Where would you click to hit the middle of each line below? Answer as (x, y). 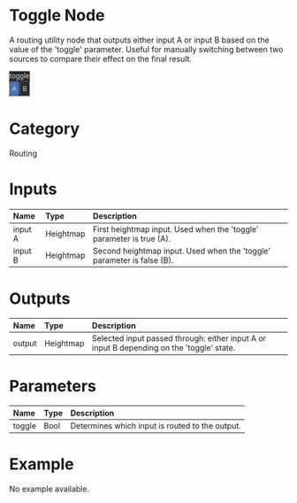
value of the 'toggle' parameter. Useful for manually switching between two (146, 49)
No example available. (49, 489)
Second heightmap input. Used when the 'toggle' (182, 251)
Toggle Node (57, 15)
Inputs (33, 189)
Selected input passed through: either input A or (179, 338)
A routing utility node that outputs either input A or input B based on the (139, 40)
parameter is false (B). (133, 260)
